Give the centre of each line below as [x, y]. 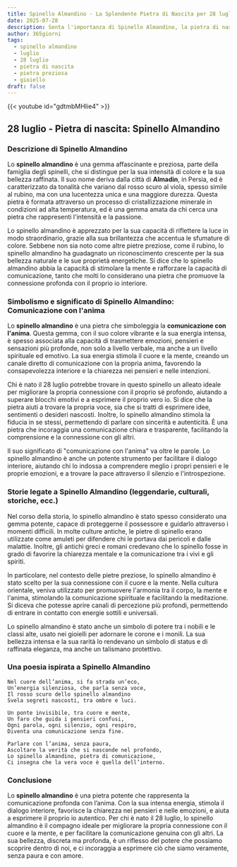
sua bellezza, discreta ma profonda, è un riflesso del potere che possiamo [115, 841]
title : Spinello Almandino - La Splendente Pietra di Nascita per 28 [112, 14]
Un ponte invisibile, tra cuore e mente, [69, 713]
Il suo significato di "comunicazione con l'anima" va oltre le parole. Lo [109, 451]
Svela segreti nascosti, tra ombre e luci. [72, 700]
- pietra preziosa [41, 73]
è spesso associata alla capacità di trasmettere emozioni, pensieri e [106, 341]
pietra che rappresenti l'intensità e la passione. [75, 217]
